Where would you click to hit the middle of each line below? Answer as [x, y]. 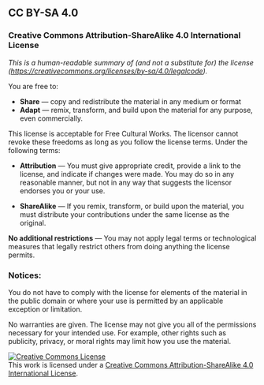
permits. [22, 255]
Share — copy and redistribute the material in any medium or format [130, 101]
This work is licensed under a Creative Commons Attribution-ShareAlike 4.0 [131, 364]
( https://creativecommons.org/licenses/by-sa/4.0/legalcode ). [108, 71]
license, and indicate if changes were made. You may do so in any [127, 174]
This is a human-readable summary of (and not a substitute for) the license [131, 62]
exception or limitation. [45, 309]
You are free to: [33, 86]
